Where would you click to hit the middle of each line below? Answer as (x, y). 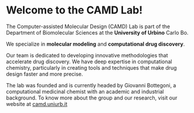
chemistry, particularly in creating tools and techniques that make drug (91, 67)
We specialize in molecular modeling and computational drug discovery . (96, 44)
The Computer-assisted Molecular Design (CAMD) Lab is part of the (88, 26)
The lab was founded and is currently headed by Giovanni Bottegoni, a (91, 85)
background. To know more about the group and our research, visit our (92, 98)
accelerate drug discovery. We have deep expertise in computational (89, 61)
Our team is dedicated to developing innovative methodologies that (87, 55)
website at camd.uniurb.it (37, 104)
